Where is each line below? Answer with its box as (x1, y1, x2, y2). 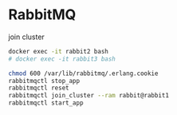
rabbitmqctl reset (8, 84, 69, 93)
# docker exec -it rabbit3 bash (8, 54, 116, 63)
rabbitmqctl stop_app (8, 77, 81, 85)
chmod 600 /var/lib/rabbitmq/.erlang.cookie (8, 69, 159, 77)
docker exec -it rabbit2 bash (8, 47, 109, 55)
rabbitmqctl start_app (8, 99, 84, 107)
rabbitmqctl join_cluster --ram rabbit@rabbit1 (8, 92, 170, 100)
